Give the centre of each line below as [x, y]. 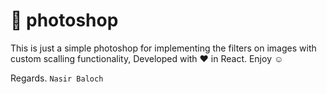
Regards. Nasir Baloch [57, 78]
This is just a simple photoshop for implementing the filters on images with [163, 48]
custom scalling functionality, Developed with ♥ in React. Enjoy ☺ [147, 58]
